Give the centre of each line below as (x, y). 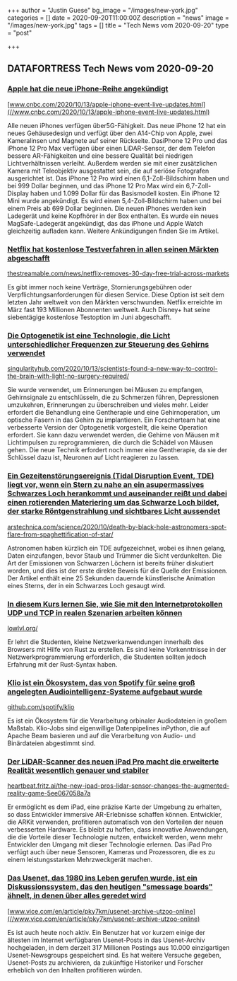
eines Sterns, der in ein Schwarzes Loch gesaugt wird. (86, 585)
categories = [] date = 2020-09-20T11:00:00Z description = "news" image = (118, 18)
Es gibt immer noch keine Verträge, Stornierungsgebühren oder (99, 287)
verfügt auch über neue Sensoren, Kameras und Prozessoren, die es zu (111, 852)
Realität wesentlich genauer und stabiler (78, 771)
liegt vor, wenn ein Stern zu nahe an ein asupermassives (106, 485)
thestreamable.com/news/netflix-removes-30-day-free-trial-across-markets (119, 273)
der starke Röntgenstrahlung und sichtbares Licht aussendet (114, 511)
